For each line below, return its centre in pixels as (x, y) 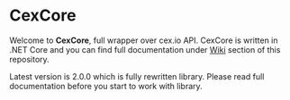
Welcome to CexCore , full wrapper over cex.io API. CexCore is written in (144, 40)
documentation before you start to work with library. (106, 86)
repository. (29, 59)
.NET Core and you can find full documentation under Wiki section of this (145, 49)
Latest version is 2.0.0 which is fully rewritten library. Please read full (137, 76)
